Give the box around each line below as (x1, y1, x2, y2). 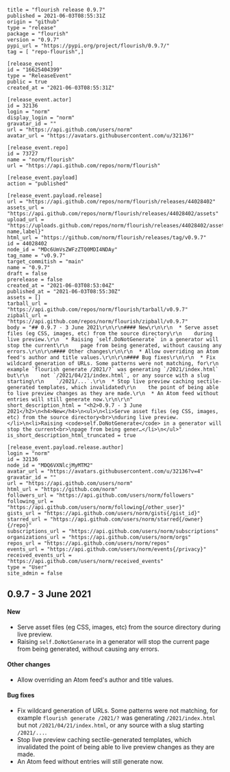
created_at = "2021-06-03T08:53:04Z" (7, 282, 115, 289)
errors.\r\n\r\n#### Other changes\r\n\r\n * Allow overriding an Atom (7, 348, 219, 355)
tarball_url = (7, 300, 48, 307)
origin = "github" (7, 18, 60, 25)
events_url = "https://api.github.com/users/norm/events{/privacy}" (7, 546, 207, 553)
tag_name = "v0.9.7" (7, 252, 66, 259)
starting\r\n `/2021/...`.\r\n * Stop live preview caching (7, 378, 194, 385)
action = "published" (7, 180, 69, 187)
